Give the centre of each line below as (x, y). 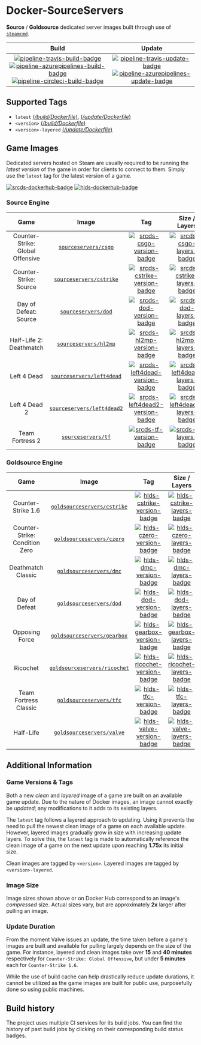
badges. (16, 1035)
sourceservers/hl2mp (86, 344)
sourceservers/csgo (86, 247)
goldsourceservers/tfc (89, 700)
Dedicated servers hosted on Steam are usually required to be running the (98, 163)
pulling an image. (28, 911)
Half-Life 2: (26, 340)
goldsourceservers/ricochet (89, 668)
